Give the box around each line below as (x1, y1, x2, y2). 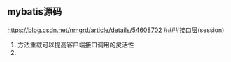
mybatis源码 (7, 6, 62, 18)
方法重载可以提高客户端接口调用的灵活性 (17, 40, 134, 49)
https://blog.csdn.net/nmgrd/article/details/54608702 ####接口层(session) (7, 26, 225, 34)
